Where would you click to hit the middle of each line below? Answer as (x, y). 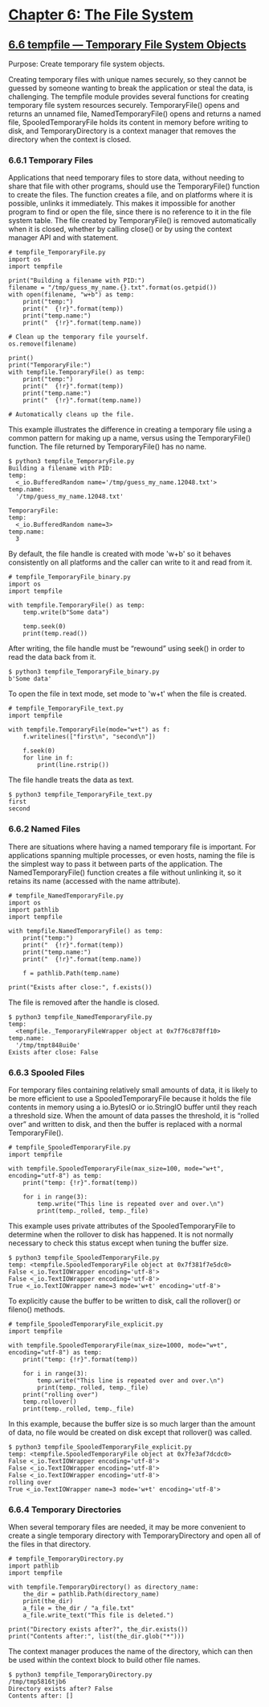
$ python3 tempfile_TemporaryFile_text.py (80, 795)
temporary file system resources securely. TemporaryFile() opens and (124, 105)
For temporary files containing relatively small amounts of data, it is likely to (133, 1090)
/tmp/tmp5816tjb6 (37, 1682)
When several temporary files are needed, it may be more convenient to (127, 1527)
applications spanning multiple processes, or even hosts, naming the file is (132, 855)
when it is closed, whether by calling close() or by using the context (120, 229)
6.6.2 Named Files (45, 829)
